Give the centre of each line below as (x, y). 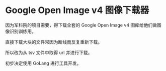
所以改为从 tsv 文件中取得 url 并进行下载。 (49, 52)
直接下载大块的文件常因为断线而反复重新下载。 (54, 42)
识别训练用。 (23, 31)
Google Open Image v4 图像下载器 (77, 10)
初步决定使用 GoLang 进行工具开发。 (43, 63)
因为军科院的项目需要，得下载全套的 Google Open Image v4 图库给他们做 (81, 25)
